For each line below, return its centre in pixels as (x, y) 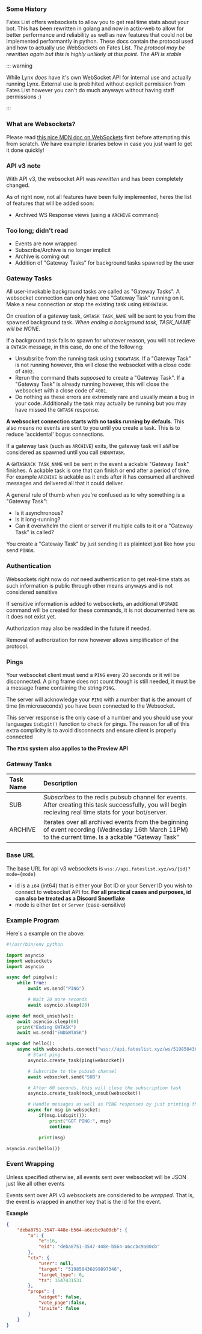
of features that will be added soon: (50, 203)
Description (60, 784)
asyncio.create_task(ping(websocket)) (76, 1060)
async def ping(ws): (32, 977)
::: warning (20, 66)
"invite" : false (59, 1308)
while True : (32, 983)
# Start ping (44, 1055)
